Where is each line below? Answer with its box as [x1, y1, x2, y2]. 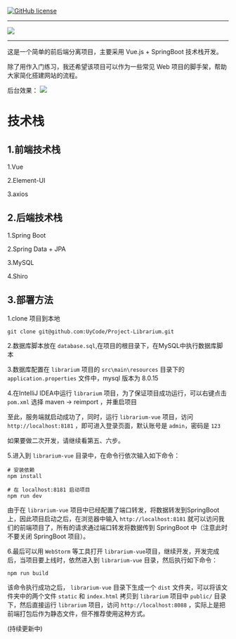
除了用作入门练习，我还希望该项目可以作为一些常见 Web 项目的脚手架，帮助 [7, 63, 227, 70]
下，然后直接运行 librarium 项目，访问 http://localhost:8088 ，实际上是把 [7, 600, 226, 609]
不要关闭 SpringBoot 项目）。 [7, 531, 90, 541]
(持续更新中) [7, 624, 44, 633]
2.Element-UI [7, 176, 46, 184]
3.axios [7, 190, 29, 198]
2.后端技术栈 [7, 212, 63, 224]
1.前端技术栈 [7, 143, 61, 155]
